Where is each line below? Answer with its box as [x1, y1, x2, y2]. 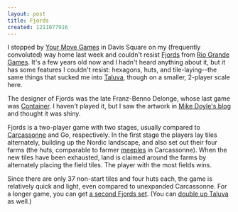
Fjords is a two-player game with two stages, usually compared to [7, 123, 200, 132]
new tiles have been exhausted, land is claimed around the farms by [7, 153, 207, 162]
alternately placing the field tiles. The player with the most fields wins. [7, 161, 212, 169]
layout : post [7, 10, 46, 18]
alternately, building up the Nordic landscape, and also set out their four [7, 138, 218, 147]
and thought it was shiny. [7, 109, 81, 118]
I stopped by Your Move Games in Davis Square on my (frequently [7, 43, 201, 52]
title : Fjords [7, 17, 50, 24]
